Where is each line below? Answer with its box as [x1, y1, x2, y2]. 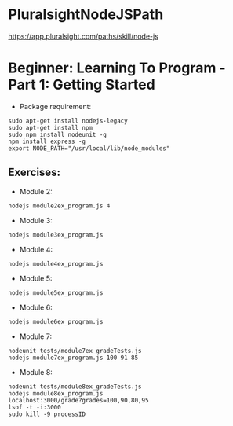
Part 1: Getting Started [8, 76, 155, 94]
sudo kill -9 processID [8, 410, 86, 418]
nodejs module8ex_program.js [8, 389, 104, 398]
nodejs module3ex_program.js [8, 230, 104, 239]
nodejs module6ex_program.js [8, 318, 104, 325]
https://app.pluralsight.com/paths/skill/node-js [8, 31, 159, 41]
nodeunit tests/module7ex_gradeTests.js [8, 347, 143, 354]
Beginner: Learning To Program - [8, 59, 226, 77]
